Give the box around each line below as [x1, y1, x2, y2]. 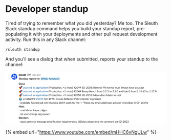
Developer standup [5, 3, 89, 15]
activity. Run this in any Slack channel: [5, 36, 86, 43]
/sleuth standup [5, 47, 40, 52]
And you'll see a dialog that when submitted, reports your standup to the [5, 56, 158, 62]
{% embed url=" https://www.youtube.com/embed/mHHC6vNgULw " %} [5, 129, 157, 135]
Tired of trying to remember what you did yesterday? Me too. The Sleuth [5, 20, 158, 26]
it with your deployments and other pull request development [29, 31, 158, 37]
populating [5, 31, 28, 37]
